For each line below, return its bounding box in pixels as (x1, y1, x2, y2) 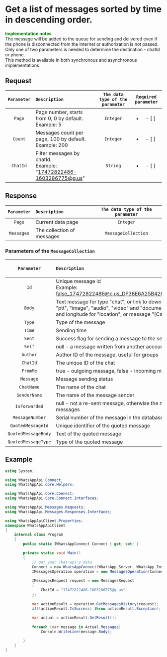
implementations (5, 62, 40, 68)
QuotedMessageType (7, 439, 51, 444)
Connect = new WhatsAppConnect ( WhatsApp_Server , (31, 564, 135, 569)
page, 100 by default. (35, 135, 86, 142)
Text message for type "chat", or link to (56, 298, 148, 305)
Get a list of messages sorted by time (5, 3, 162, 15)
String (105, 163, 121, 168)
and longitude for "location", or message (56, 310, 151, 317)
